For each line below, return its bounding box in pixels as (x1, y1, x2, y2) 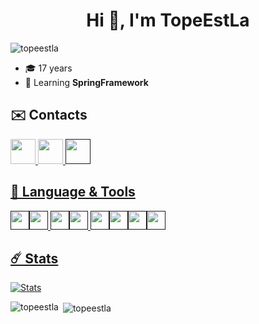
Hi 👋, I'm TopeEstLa (86, 9, 250, 32)
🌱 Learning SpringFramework (24, 76, 149, 88)
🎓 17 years (24, 62, 73, 74)
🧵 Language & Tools (10, 184, 136, 201)
